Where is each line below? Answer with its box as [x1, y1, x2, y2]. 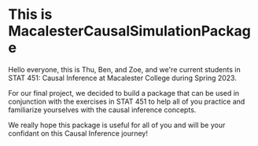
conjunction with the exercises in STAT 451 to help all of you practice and [8, 97, 245, 106]
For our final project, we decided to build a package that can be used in [8, 88, 240, 97]
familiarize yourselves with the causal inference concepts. [8, 104, 197, 115]
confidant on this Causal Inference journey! [8, 128, 148, 138]
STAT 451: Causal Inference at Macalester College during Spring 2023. [8, 73, 238, 82]
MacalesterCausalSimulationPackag [8, 22, 252, 40]
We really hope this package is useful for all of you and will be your [8, 120, 226, 130]
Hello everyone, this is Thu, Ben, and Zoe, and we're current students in [8, 64, 241, 74]
